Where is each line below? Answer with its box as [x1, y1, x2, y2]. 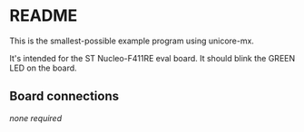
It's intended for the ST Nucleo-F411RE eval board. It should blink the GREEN [9, 52, 296, 63]
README [9, 5, 78, 26]
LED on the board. [9, 62, 77, 73]
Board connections [9, 89, 120, 104]
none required [9, 112, 63, 123]
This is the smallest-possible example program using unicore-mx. [9, 35, 254, 46]
